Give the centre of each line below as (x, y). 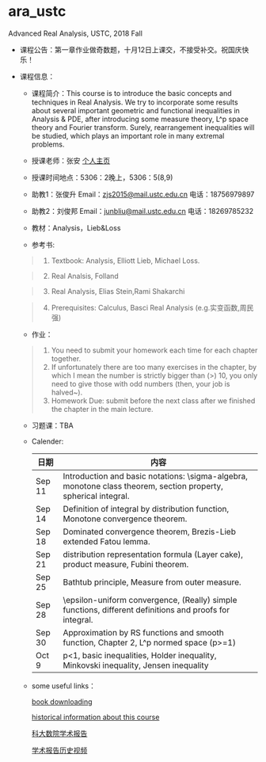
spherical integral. (96, 496)
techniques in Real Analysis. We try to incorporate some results (135, 102)
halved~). (67, 392)
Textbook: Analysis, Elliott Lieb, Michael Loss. (125, 261)
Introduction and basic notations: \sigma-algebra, (155, 476)
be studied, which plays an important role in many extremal (128, 135)
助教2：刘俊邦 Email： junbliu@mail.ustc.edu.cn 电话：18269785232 (142, 211)
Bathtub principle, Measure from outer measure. (152, 582)
